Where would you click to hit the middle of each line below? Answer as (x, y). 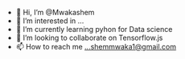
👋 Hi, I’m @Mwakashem (55, 12)
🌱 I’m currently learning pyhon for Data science (94, 29)
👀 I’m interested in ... (50, 21)
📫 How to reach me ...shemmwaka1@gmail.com (96, 47)
